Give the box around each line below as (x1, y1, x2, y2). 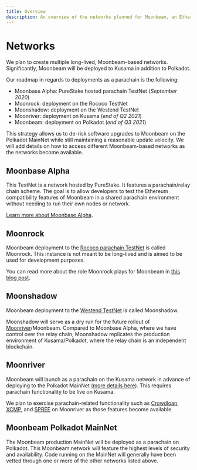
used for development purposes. (6, 256, 85, 264)
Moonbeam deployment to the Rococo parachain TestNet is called (6, 244, 166, 251)
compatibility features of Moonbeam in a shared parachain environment (6, 194, 179, 201)
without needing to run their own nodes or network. (6, 200, 131, 207)
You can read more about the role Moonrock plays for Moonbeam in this (6, 268, 181, 275)
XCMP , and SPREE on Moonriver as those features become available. (6, 405, 173, 412)
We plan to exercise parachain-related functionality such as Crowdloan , (6, 400, 179, 407)
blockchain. (6, 343, 34, 350)
